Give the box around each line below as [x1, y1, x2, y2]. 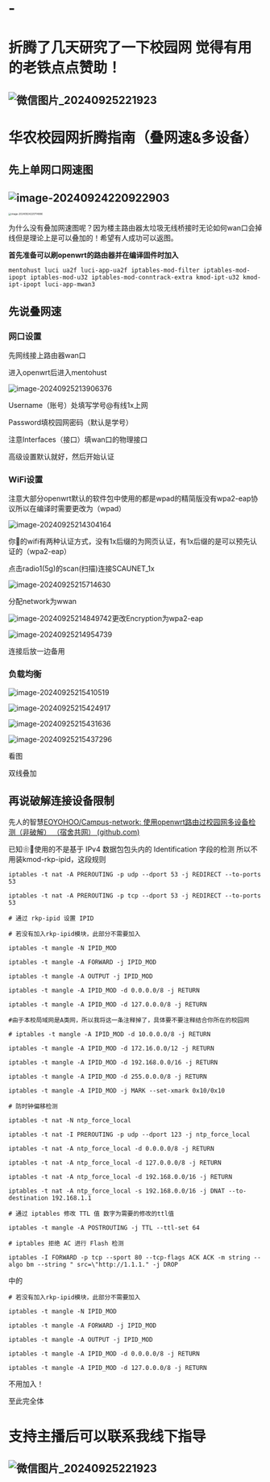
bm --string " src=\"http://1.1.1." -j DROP [26, 1260, 179, 1268]
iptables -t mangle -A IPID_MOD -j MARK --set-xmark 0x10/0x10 [8, 1086, 226, 1095]
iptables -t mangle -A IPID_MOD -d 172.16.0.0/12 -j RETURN [8, 1044, 215, 1052]
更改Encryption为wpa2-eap [111, 614, 204, 623]
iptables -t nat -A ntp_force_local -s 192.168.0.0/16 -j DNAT [8, 1187, 226, 1195]
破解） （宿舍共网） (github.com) [29, 826, 140, 837]
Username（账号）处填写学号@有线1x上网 [8, 401, 148, 410]
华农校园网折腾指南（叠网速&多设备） [8, 128, 258, 147]
